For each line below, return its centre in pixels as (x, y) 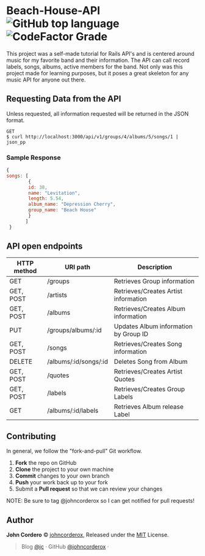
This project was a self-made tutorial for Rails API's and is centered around (100, 53)
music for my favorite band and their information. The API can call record (98, 60)
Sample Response (34, 157)
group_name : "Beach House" (63, 210)
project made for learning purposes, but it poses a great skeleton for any (98, 73)
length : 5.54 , (46, 199)
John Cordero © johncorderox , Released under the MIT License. (88, 535)
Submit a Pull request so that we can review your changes (89, 489)
